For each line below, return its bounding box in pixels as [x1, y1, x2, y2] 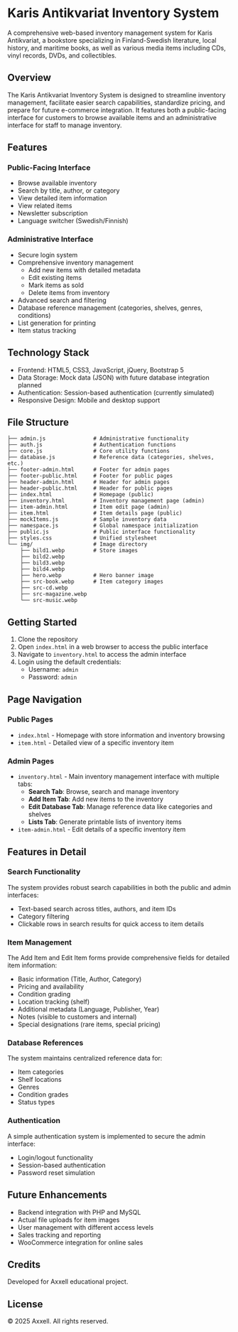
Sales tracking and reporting [17, 1230, 102, 1239]
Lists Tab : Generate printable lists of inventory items [28, 817, 183, 826]
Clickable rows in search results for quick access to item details [17, 919, 205, 928]
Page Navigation [7, 693, 82, 705]
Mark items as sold [28, 281, 84, 289]
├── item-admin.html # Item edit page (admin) [7, 503, 171, 511]
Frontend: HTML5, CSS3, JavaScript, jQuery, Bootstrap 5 [17, 365, 184, 374]
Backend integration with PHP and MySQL [17, 1208, 141, 1216]
